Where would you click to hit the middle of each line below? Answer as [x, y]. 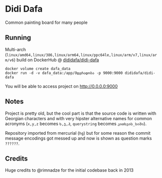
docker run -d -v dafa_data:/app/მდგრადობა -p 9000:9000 [64, 73]
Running [18, 38]
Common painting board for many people [46, 22]
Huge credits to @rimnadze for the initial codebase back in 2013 [69, 170]
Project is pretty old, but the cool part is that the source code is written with [81, 113]
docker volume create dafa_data [38, 69]
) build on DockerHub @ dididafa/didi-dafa [56, 60]
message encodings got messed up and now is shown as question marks [79, 138]
